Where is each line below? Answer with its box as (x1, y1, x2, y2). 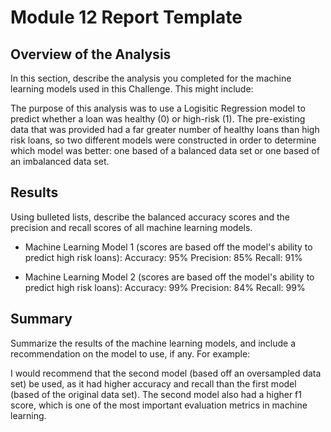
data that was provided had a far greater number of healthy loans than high (10, 124, 320, 135)
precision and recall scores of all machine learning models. (10, 221, 253, 233)
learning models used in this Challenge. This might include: (10, 83, 254, 95)
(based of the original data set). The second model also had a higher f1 (10, 388, 302, 400)
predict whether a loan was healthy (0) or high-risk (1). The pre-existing (10, 113, 306, 125)
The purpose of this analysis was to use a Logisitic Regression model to (10, 102, 306, 114)
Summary (10, 311, 73, 328)
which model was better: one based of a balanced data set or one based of (10, 145, 320, 156)
